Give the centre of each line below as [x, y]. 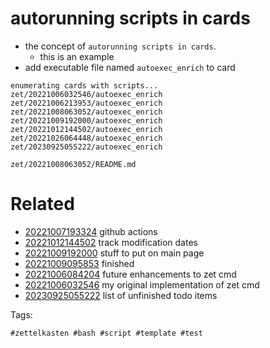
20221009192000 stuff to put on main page [114, 253]
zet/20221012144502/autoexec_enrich [86, 129]
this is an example [77, 56]
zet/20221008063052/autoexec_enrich [86, 112]
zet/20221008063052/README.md [73, 164]
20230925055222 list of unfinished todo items [121, 295]
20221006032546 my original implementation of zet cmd [142, 284]
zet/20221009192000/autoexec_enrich [86, 120]
